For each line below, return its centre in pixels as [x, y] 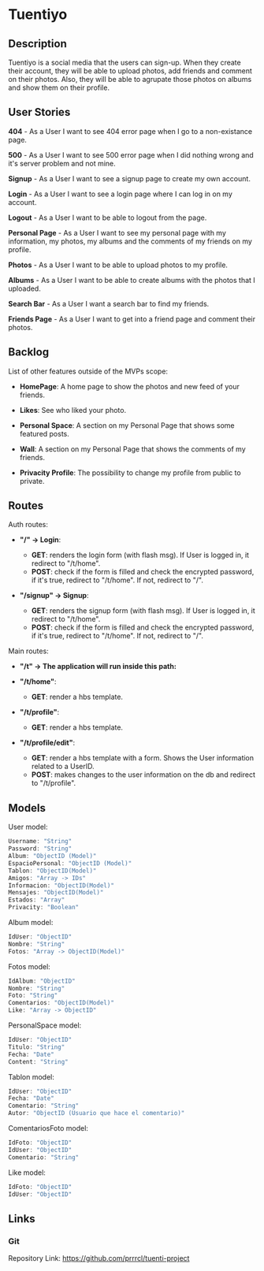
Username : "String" [40, 842]
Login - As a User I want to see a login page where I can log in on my [120, 194]
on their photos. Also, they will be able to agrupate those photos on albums [130, 79]
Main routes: [28, 651]
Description [37, 44]
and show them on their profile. [59, 87]
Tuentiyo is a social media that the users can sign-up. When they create [125, 62]
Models [27, 808]
